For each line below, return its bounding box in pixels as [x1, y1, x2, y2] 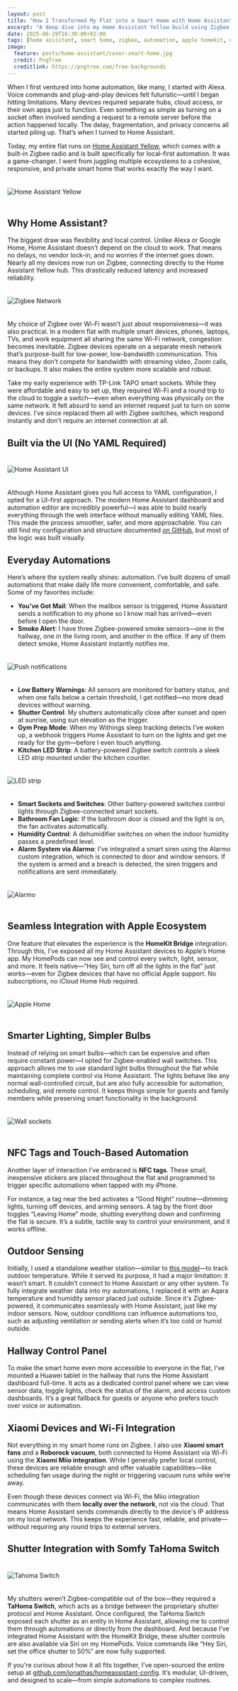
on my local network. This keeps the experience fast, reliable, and [7, 1514, 200, 1523]
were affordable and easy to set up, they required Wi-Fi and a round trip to [7, 386, 225, 395]
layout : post [7, 10, 46, 18]
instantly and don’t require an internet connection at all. [7, 417, 169, 425]
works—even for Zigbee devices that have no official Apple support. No [7, 969, 217, 978]
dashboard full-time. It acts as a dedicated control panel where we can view [7, 1379, 229, 1387]
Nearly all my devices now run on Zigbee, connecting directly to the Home [7, 258, 225, 267]
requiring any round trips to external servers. [30, 1522, 161, 1531]
